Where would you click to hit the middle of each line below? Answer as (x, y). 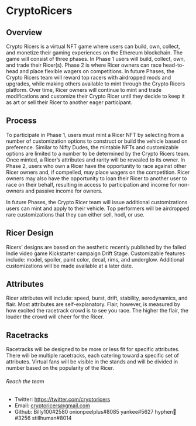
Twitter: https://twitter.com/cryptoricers (62, 400)
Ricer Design (30, 233)
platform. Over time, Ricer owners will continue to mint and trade (84, 90)
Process (21, 121)
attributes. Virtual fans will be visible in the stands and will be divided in (92, 362)
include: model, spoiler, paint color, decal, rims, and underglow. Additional (95, 259)
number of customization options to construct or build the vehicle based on (97, 141)
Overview (24, 32)
